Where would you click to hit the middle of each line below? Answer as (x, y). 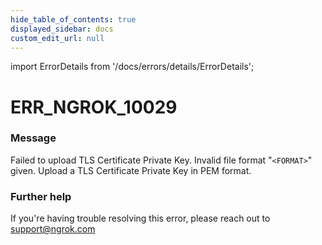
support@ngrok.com (53, 229)
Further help (41, 196)
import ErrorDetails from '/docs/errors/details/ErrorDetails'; (132, 67)
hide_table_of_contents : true (73, 19)
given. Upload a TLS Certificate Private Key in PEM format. (131, 170)
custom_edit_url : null (57, 38)
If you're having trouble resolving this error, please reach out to (140, 218)
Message (33, 138)
